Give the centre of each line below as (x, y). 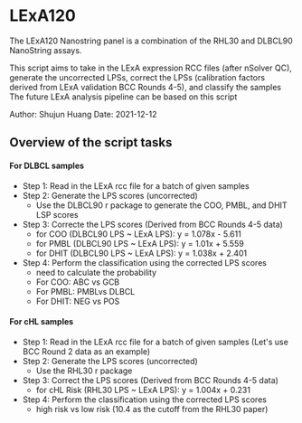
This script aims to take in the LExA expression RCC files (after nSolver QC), (151, 68)
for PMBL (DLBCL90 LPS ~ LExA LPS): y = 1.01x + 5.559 (140, 243)
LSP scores (57, 214)
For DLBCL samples (47, 165)
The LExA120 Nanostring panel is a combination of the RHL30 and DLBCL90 (151, 41)
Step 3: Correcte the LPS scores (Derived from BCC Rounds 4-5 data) (152, 224)
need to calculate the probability (96, 272)
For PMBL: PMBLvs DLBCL (85, 291)
